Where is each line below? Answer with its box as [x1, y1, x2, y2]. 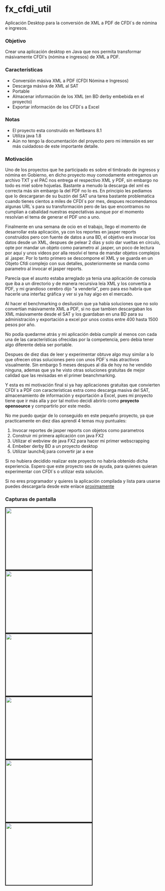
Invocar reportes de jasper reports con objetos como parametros [12, 427, 144, 433]
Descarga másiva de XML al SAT [12, 83, 79, 89]
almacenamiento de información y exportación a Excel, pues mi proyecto [5, 392, 153, 399]
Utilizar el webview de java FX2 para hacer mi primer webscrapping [12, 438, 150, 444]
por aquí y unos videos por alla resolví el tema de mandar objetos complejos [5, 250, 160, 256]
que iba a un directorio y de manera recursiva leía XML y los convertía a [5, 281, 151, 286]
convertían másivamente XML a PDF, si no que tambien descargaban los [5, 306, 153, 312]
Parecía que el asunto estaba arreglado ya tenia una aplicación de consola [5, 276, 156, 281]
